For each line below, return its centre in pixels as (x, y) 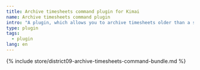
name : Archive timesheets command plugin (58, 17)
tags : (13, 34)
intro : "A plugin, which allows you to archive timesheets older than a (98, 22)
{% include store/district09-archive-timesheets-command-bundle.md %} (96, 61)
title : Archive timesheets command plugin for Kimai (73, 11)
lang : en (17, 45)
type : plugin (22, 28)
